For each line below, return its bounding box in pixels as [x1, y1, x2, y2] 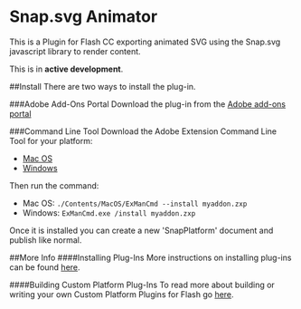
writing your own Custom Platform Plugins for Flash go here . [9, 288, 234, 300]
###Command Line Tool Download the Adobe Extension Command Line [9, 125, 277, 137]
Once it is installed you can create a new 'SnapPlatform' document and [9, 225, 274, 236]
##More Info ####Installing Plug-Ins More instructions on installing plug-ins [9, 252, 292, 263]
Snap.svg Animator [9, 6, 158, 27]
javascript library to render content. [9, 45, 142, 56]
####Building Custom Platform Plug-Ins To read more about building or [9, 279, 276, 290]
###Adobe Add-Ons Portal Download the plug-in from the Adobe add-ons [9, 98, 287, 110]
